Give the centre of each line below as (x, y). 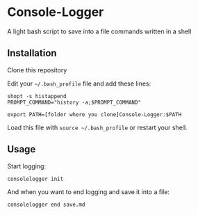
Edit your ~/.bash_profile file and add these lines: (79, 83)
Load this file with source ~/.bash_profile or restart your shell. (97, 127)
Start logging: (27, 166)
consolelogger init (35, 179)
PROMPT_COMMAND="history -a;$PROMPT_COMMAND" (74, 102)
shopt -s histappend (37, 96)
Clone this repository (37, 70)
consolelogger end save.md (46, 205)
